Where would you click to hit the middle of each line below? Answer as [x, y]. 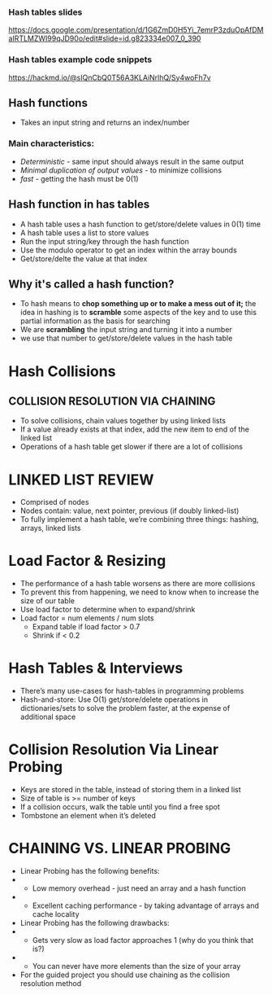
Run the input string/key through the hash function [104, 241]
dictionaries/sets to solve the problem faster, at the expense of [125, 708]
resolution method [51, 984]
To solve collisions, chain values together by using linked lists [123, 421]
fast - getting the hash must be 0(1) [80, 178]
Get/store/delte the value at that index [84, 258]
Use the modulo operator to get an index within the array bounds [128, 250]
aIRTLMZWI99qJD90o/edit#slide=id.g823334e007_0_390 [105, 38]
